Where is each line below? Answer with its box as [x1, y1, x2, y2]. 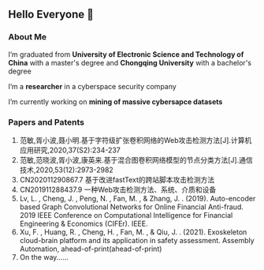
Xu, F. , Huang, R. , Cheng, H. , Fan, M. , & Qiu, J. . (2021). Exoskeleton [19, 227, 247, 237]
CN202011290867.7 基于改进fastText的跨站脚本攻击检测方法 [19, 174, 215, 184]
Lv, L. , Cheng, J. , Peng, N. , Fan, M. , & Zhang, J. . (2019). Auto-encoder [19, 193, 256, 203]
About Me [8, 32, 47, 43]
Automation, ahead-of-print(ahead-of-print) [19, 244, 162, 253]
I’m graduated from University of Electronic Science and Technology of [8, 49, 244, 59]
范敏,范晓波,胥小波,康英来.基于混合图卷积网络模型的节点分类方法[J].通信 [19, 155, 254, 164]
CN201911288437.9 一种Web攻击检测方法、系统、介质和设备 [19, 185, 217, 194]
